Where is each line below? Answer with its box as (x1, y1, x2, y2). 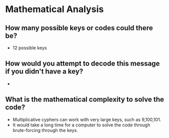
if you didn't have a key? (5, 67, 83, 76)
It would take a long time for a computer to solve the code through (12, 122, 150, 128)
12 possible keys (12, 45, 47, 51)
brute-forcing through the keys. (12, 127, 78, 133)
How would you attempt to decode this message (5, 59, 160, 68)
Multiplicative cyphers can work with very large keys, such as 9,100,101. (12, 116, 161, 122)
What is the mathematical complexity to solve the (5, 95, 164, 104)
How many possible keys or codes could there (5, 24, 153, 32)
